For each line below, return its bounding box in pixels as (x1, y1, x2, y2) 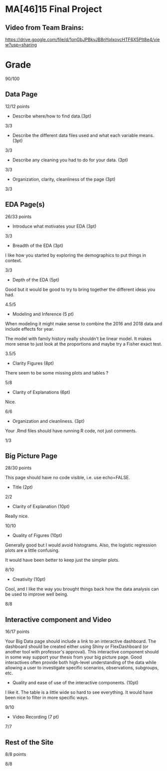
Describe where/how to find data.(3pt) (12, 113, 91, 119)
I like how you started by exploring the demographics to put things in (5, 252, 146, 258)
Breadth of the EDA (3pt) (12, 243, 63, 249)
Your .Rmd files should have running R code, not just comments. (5, 427, 137, 434)
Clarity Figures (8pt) (12, 360, 54, 366)
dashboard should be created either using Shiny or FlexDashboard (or (5, 643, 149, 649)
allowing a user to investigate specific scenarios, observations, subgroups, (5, 665, 159, 671)
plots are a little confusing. (5, 547, 60, 553)
